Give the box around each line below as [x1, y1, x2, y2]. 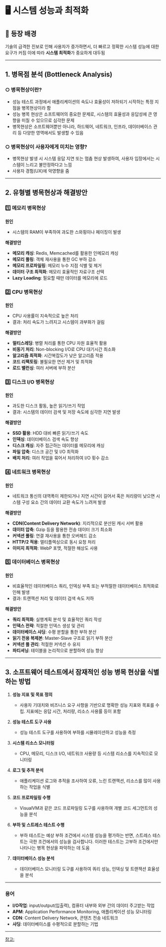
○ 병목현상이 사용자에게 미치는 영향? [5, 143, 87, 150]
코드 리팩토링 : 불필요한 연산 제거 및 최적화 [12, 358, 93, 364]
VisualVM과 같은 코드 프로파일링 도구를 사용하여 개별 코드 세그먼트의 [19, 805, 153, 811]
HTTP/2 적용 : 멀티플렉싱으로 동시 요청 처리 [12, 539, 96, 544]
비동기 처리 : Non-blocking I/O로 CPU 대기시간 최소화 [12, 346, 116, 352]
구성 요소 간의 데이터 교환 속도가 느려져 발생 [21, 499, 106, 505]
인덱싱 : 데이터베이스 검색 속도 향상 [12, 436, 79, 442]
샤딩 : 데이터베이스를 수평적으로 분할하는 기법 [12, 921, 99, 927]
